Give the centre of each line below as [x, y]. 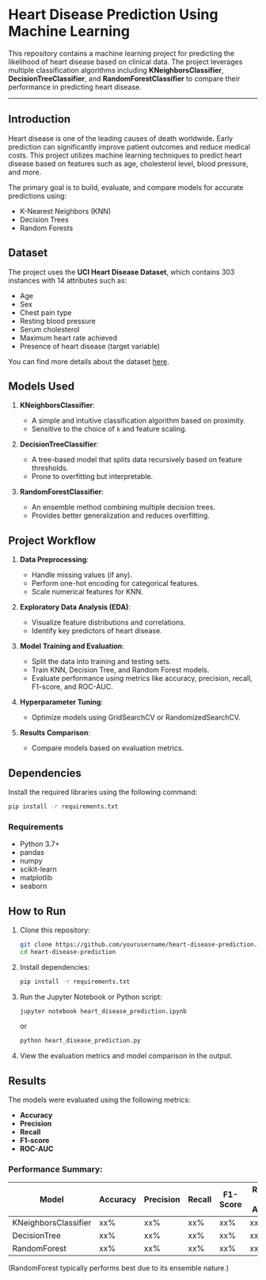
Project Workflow [52, 540]
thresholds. [50, 468]
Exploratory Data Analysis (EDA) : [75, 607]
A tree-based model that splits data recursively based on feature [137, 460]
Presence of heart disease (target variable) [90, 346]
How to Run [37, 911]
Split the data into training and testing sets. [101, 662]
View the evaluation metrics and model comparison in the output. [126, 1056]
